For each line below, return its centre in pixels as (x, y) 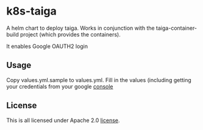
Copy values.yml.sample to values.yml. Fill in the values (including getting (99, 80)
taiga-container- (176, 28)
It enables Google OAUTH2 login (47, 46)
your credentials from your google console (60, 86)
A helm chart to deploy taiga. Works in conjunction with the (80, 28)
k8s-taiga (31, 11)
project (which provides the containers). (70, 34)
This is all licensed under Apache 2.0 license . (63, 120)
